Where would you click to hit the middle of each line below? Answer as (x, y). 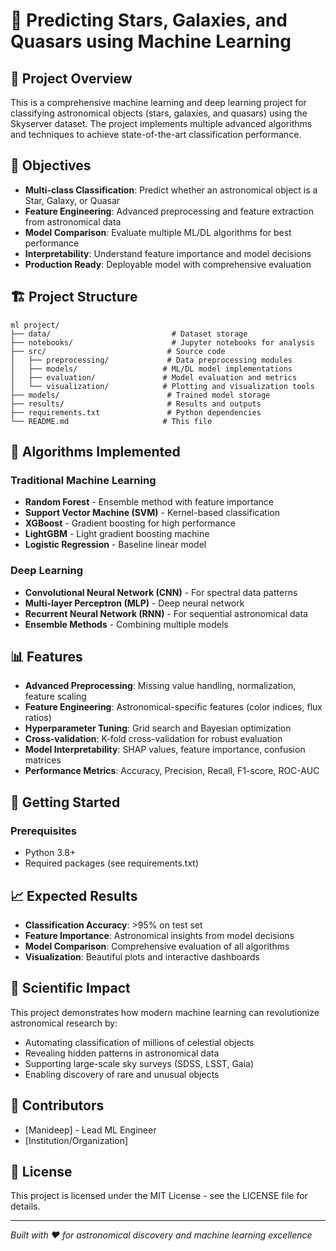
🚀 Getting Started (65, 802)
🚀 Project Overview (71, 78)
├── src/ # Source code (118, 351)
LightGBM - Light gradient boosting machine (117, 534)
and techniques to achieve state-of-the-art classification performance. (156, 134)
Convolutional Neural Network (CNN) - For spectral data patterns (161, 592)
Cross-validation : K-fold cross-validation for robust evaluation (153, 739)
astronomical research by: (64, 1023)
